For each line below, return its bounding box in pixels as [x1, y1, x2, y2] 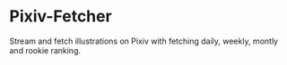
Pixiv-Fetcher [9, 6, 112, 27]
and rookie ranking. [9, 45, 82, 55]
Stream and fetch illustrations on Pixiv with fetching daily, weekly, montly [9, 36, 279, 46]
